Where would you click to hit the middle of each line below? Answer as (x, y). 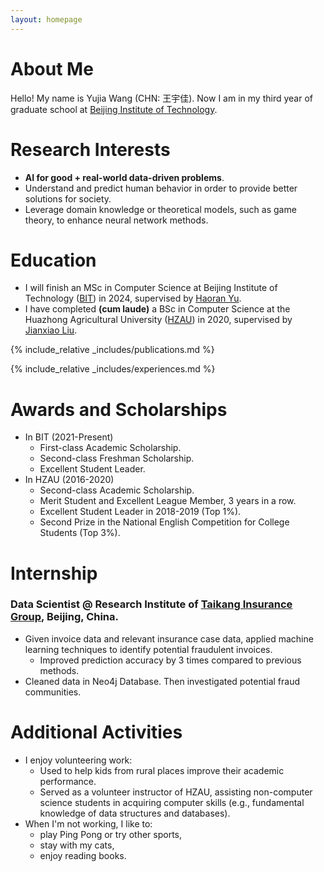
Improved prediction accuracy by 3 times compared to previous (170, 660)
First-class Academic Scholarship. (110, 448)
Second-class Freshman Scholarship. (117, 458)
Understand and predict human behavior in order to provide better (161, 188)
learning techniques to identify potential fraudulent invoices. (148, 649)
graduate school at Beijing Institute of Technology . (114, 109)
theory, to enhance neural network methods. (116, 220)
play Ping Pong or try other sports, (111, 834)
